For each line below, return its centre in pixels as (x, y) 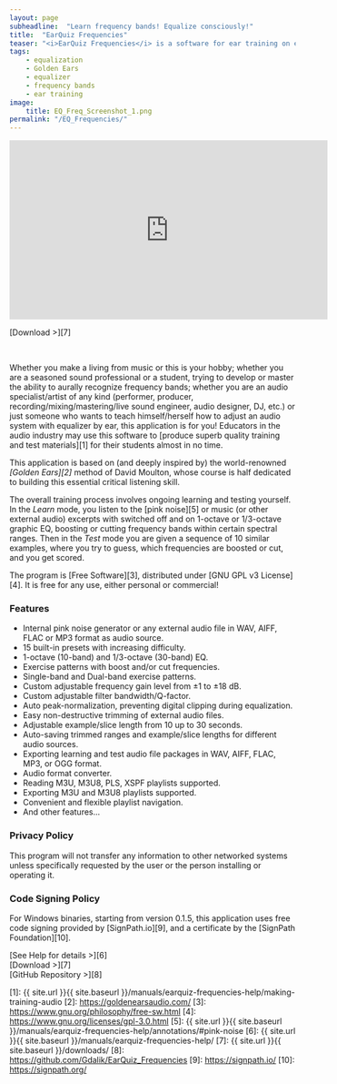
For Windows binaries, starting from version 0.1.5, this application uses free (150, 918)
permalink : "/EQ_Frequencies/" (69, 119)
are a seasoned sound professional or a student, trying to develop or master (152, 378)
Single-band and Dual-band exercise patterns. (109, 677)
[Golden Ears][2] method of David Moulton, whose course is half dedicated (150, 472)
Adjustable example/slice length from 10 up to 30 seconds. (133, 725)
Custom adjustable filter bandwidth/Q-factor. (106, 696)
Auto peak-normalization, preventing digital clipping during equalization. (158, 705)
